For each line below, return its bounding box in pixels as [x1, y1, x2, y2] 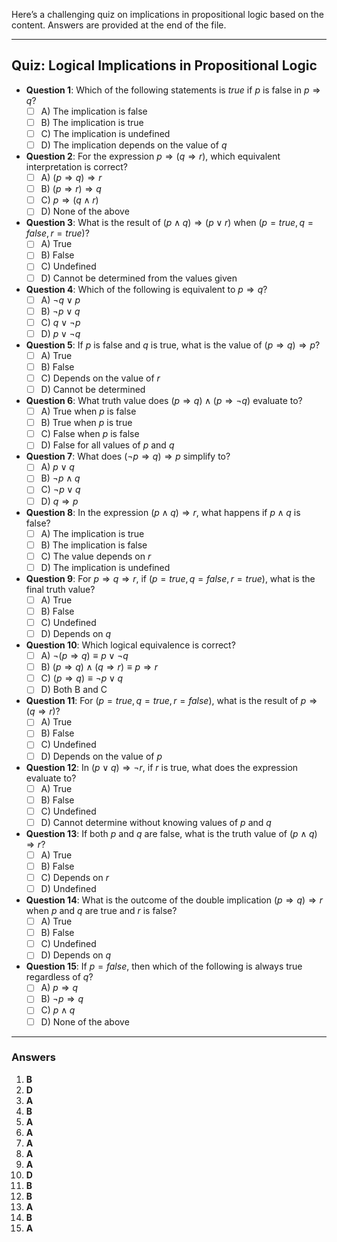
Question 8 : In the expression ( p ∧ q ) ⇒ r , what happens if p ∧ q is [25, 506, 301, 518]
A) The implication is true [40, 527, 145, 539]
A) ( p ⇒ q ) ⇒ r [40, 172, 103, 184]
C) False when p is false [40, 428, 140, 440]
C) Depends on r [40, 871, 109, 883]
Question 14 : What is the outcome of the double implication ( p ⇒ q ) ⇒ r [25, 894, 324, 906]
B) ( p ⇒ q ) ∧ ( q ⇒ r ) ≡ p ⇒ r [40, 661, 159, 673]
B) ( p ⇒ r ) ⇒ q [40, 183, 102, 195]
